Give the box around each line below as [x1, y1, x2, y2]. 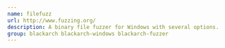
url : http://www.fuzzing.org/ [7, 17, 97, 24]
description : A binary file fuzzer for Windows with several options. [7, 23, 219, 30]
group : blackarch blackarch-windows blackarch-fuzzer [7, 30, 169, 37]
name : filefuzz [7, 10, 52, 18]
